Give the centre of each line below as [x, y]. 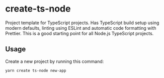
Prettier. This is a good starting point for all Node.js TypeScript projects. [79, 33]
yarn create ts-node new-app [36, 70]
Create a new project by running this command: [55, 61]
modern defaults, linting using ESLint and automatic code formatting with [81, 28]
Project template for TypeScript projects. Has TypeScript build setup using [82, 23]
